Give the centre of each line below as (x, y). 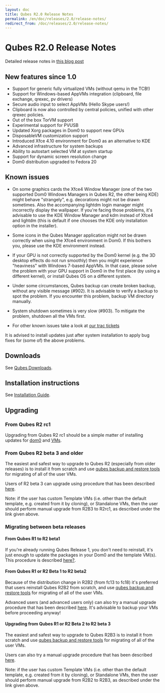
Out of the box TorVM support (43, 120)
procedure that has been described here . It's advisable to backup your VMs (82, 607)
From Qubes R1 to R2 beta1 (33, 539)
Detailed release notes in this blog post (45, 61)
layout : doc (17, 10)
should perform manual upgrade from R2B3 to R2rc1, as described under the (82, 509)
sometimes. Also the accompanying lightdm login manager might (78, 205)
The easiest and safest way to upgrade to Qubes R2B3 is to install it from (79, 634)
